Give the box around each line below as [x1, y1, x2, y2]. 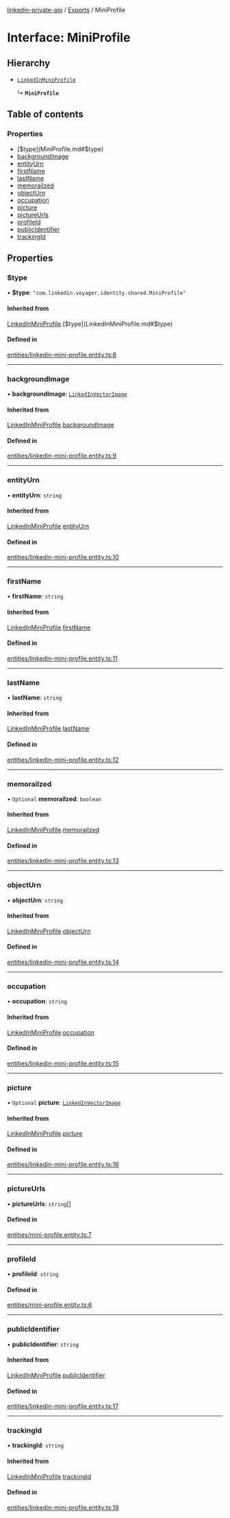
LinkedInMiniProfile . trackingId [7, 1472, 91, 1480]
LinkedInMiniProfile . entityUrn [7, 522, 90, 530]
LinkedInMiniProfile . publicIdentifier [7, 1371, 105, 1379]
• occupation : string [7, 997, 67, 1005]
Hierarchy [7, 57, 51, 69]
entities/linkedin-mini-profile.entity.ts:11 [7, 654, 118, 662]
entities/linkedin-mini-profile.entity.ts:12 [7, 755, 119, 763]
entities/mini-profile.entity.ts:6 [7, 1301, 92, 1309]
